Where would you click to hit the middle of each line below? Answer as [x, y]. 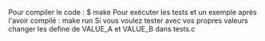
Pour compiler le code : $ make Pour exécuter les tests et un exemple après [132, 12]
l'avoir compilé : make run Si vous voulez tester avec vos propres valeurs [129, 20]
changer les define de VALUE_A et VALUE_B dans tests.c [102, 29]
